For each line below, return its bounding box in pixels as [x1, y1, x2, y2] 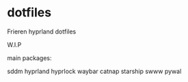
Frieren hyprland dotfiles [7, 27, 77, 36]
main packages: [7, 53, 53, 62]
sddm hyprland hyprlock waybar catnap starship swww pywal [7, 67, 182, 75]
